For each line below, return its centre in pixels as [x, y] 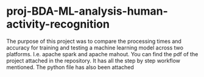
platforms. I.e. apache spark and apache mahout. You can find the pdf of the [102, 54]
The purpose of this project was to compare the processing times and [94, 41]
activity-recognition [58, 24]
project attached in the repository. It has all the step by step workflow [93, 61]
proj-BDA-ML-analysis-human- [87, 11]
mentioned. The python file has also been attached [70, 67]
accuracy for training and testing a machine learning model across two [95, 48]
